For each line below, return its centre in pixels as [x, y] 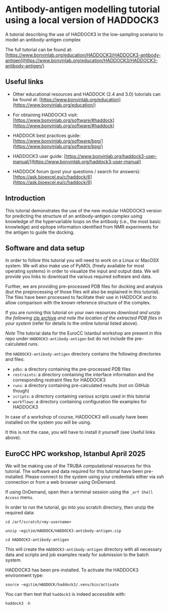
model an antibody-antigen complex [43, 40]
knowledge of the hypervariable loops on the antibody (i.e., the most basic [83, 221]
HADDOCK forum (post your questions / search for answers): [76, 171]
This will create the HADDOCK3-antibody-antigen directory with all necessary [84, 549]
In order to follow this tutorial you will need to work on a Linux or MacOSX [82, 260]
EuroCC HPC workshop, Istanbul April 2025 [75, 453]
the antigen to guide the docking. [40, 232]
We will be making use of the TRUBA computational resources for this [78, 466]
